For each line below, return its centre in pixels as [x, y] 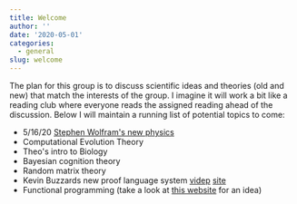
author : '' [30, 26]
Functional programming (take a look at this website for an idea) [142, 190]
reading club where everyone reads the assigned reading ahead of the [141, 105]
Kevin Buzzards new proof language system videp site [124, 180]
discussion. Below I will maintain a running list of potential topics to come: [147, 115]
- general [36, 52]
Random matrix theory [64, 170]
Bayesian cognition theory [71, 161]
